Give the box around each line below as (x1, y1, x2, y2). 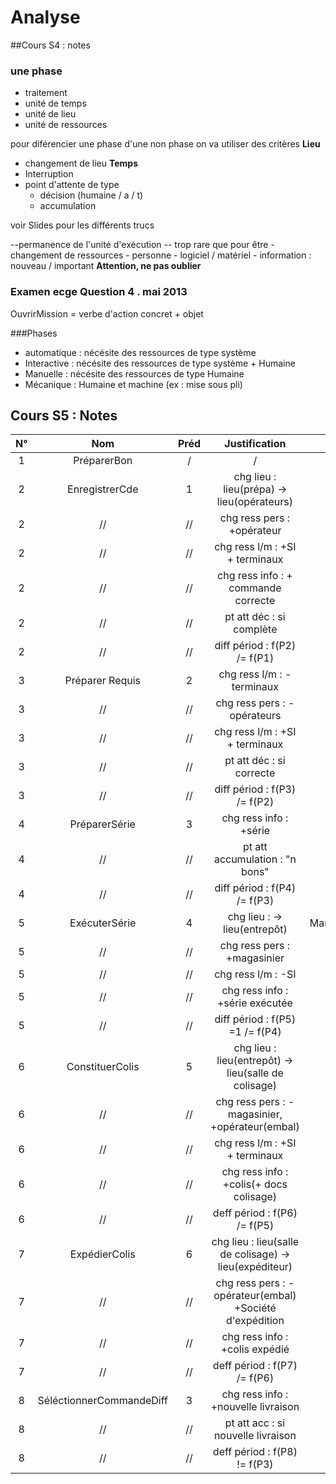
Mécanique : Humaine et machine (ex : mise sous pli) (24, 378, 243, 390)
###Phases (10, 327, 58, 339)
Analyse (10, 6, 81, 29)
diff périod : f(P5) (214, 1012, 297, 1026)
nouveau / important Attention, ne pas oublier (10, 260, 202, 272)
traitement (24, 87, 68, 99)
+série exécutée (216, 996, 293, 1010)
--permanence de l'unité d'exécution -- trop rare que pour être (10, 239, 269, 251)
